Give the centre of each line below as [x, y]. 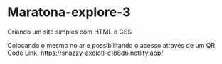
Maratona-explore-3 [69, 12]
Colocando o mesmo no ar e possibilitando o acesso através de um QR [111, 45]
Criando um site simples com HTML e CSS [70, 32]
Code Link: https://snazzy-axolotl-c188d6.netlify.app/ [85, 53]
